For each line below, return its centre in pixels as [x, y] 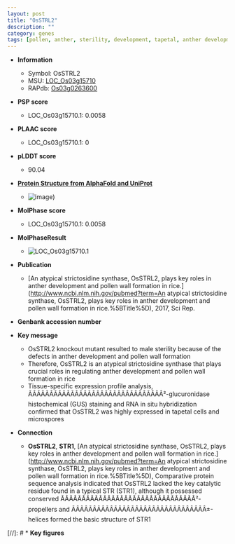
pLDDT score [37, 156]
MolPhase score [41, 210]
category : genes [31, 33]
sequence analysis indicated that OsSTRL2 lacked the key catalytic [124, 484]
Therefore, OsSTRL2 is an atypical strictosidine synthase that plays [124, 364]
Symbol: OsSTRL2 [54, 74]
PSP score [33, 102]
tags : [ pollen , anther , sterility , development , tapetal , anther [104, 40]
